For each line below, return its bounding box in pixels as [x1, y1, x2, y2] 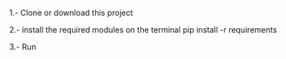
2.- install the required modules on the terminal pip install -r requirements [9, 25, 278, 34]
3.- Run [9, 41, 37, 52]
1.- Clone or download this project [9, 8, 133, 18]
